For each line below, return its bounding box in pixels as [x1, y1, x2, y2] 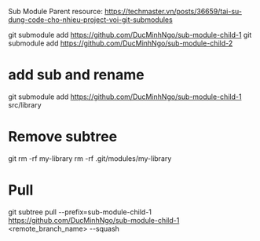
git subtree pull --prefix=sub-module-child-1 [8, 207, 152, 217]
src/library [8, 100, 42, 109]
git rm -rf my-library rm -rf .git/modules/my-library [8, 153, 172, 163]
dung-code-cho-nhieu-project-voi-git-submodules [8, 15, 173, 24]
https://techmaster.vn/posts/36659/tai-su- [104, 7, 242, 16]
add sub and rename [8, 66, 145, 84]
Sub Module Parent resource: [8, 7, 104, 16]
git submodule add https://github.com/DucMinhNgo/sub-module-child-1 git [8, 31, 252, 39]
